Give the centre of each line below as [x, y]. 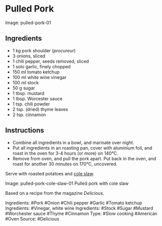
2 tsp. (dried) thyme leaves [40, 109]
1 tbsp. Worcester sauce [37, 98]
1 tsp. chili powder [31, 104]
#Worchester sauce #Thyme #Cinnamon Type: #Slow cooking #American [81, 213]
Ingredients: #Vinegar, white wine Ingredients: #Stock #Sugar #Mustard [79, 208]
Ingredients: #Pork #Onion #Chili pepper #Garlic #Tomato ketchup [74, 203]
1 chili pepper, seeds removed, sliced [51, 61]
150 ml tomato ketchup [36, 72]
